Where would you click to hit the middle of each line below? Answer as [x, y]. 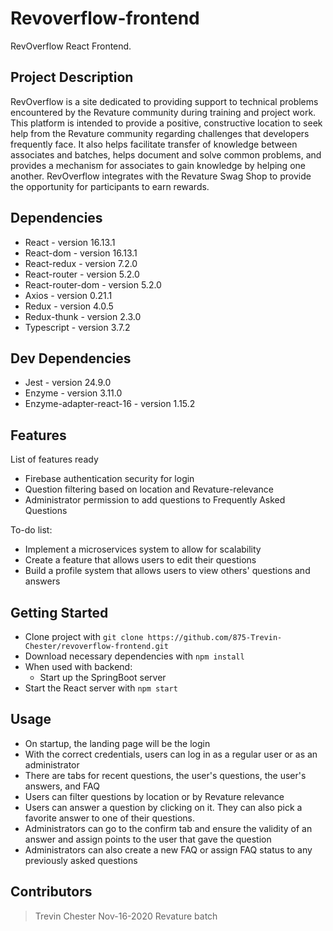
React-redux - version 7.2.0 [81, 263]
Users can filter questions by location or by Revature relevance [154, 796]
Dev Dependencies [71, 358]
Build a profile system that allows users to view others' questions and [167, 571]
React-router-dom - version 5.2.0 [93, 284]
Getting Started [59, 612]
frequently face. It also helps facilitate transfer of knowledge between [154, 144]
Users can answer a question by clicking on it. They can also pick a [163, 807]
